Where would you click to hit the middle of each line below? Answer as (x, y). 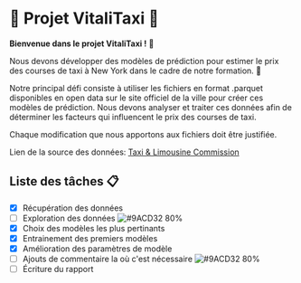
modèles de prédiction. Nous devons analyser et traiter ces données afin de (150, 107)
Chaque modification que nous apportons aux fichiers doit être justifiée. (143, 134)
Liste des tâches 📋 (64, 181)
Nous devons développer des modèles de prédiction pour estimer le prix (144, 61)
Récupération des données (73, 208)
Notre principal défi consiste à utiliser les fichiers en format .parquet (136, 88)
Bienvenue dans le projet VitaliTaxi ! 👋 (82, 43)
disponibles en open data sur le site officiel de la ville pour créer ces (136, 98)
